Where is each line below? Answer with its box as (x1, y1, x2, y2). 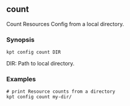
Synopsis (6, 35, 35, 44)
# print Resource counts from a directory (6, 88, 115, 95)
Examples (6, 75, 36, 84)
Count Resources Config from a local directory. (6, 20, 125, 27)
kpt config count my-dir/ (6, 94, 72, 100)
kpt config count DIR (6, 49, 61, 56)
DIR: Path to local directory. (6, 60, 75, 67)
